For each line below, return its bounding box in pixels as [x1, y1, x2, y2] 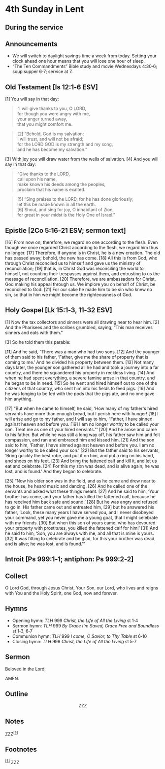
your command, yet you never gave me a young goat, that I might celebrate [5, 514, 158, 520]
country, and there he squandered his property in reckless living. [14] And [5, 369, 155, 375]
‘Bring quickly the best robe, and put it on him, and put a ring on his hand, [5, 452, 154, 458]
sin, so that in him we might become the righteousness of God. [5, 292, 132, 298]
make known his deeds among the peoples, [17, 182, 106, 187]
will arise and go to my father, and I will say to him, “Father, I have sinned [5, 416, 153, 422]
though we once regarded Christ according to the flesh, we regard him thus [5, 245, 159, 251]
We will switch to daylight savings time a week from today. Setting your [12, 53, 157, 59]
